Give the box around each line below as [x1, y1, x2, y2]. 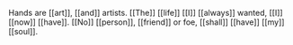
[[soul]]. [8, 26, 38, 36]
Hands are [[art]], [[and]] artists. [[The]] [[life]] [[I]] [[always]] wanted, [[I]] [8, 8, 284, 18]
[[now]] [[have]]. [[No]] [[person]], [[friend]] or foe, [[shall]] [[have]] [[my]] [8, 17, 285, 27]
